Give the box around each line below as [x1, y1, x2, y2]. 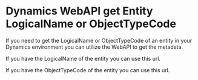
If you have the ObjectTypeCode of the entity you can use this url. [5, 66, 170, 73]
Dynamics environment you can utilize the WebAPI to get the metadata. [5, 43, 183, 51]
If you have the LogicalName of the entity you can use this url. [5, 55, 161, 62]
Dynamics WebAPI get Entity [5, 4, 153, 18]
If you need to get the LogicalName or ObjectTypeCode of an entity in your [5, 37, 193, 44]
